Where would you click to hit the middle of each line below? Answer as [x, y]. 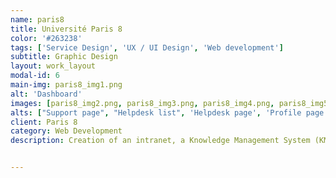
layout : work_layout [53, 66]
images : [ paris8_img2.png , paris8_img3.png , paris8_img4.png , [142, 103]
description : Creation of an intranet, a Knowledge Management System [160, 141]
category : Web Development [66, 131]
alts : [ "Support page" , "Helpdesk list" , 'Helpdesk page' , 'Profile [156, 112]
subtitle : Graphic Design [64, 57]
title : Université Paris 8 [66, 29]
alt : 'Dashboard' [46, 94]
